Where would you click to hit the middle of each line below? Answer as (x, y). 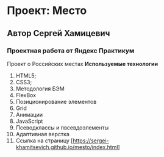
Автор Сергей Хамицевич (59, 33)
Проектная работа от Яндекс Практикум (71, 51)
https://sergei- (91, 141)
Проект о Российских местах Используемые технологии (82, 64)
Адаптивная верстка (42, 134)
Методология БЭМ (40, 89)
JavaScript (29, 121)
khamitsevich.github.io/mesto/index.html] (68, 147)
